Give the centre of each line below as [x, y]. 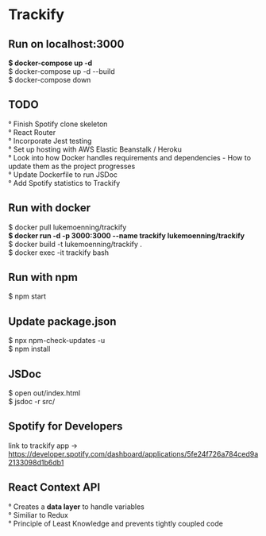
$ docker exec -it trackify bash [59, 253]
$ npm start [27, 296]
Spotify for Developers [66, 426]
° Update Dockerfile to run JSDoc [63, 174]
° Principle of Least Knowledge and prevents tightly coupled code [116, 523]
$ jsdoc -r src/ [32, 402]
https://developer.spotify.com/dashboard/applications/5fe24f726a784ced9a [133, 453]
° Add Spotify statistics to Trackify [64, 183]
